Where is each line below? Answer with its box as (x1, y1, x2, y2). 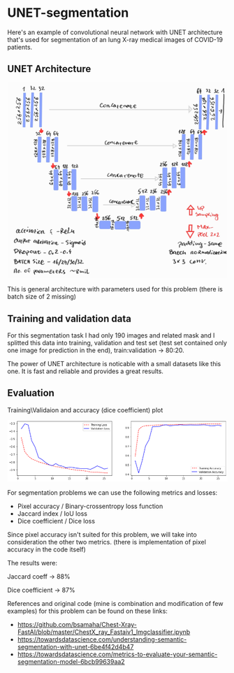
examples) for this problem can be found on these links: (7, 607, 168, 616)
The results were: (7, 559, 58, 567)
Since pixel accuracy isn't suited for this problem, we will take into (7, 530, 197, 539)
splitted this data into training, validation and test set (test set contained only (7, 338, 227, 347)
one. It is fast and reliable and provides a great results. (7, 367, 164, 375)
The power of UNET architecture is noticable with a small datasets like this (7, 359, 221, 368)
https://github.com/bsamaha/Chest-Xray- (17, 621, 138, 629)
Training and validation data (7, 312, 131, 324)
